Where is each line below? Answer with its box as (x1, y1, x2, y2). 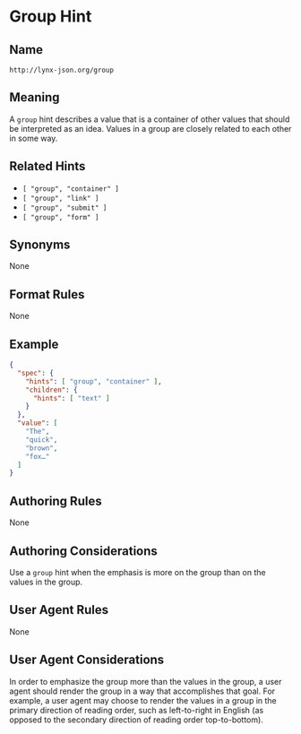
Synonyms (9, 237, 71, 253)
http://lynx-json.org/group (9, 65, 115, 74)
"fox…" (25, 452, 50, 461)
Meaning (9, 90, 60, 105)
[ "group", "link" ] (21, 194, 99, 203)
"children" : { (25, 385, 78, 394)
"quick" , (25, 435, 58, 445)
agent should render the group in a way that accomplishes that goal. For (9, 686, 276, 696)
